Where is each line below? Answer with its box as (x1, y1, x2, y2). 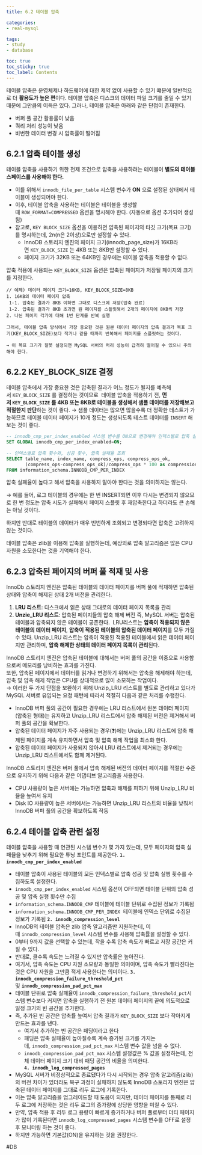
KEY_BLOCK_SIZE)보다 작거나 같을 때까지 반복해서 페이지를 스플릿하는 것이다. (13, 331, 182, 337)
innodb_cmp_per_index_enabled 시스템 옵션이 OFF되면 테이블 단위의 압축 (14, 885, 188, 892)
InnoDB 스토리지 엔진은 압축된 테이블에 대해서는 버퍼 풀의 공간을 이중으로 (6, 654, 179, 662)
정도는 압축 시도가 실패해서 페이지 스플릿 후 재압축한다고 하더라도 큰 (25, 499, 185, 506)
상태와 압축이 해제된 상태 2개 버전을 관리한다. (6, 591, 112, 599)
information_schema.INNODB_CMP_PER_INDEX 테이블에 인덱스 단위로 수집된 (14, 908, 191, 915)
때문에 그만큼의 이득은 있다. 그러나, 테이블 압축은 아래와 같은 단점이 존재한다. (6, 102, 186, 109)
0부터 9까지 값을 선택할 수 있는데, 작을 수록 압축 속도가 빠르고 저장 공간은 (14, 938, 186, 945)
